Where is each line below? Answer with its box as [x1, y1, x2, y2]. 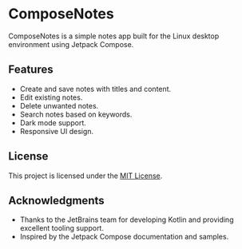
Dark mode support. [19, 117, 86, 128]
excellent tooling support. [19, 223, 104, 233]
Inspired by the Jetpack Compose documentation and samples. [19, 232, 229, 242]
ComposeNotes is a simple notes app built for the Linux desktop [8, 31, 220, 41]
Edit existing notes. [19, 93, 83, 102]
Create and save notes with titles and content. [19, 84, 172, 93]
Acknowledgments [8, 193, 105, 207]
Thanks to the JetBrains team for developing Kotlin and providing [19, 215, 234, 224]
